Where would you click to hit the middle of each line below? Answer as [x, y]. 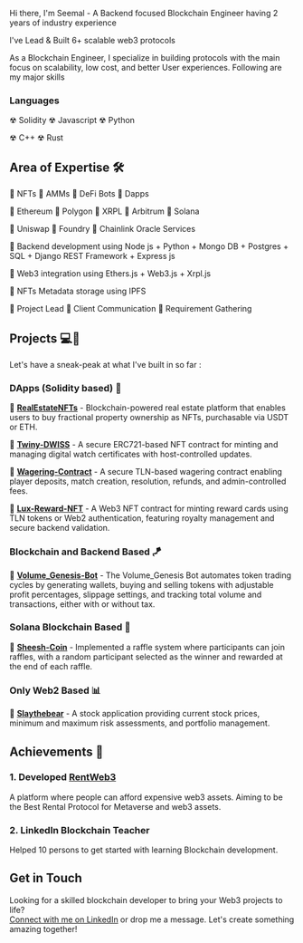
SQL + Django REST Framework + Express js [92, 256]
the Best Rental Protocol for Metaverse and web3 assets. [115, 806]
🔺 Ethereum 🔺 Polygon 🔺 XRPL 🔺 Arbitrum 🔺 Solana [104, 211]
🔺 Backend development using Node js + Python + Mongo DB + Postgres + [149, 246]
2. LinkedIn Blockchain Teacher [80, 830]
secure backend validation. [60, 528]
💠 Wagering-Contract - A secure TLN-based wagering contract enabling [146, 472]
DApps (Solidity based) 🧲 [66, 388]
